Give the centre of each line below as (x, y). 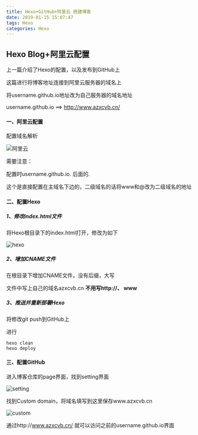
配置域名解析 (22, 136)
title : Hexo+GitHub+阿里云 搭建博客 (49, 12)
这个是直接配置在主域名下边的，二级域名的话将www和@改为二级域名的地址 (99, 187)
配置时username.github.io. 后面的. (48, 174)
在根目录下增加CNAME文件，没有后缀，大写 (60, 275)
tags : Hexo (20, 23)
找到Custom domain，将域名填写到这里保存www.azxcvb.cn (79, 401)
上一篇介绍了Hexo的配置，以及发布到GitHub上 (63, 70)
